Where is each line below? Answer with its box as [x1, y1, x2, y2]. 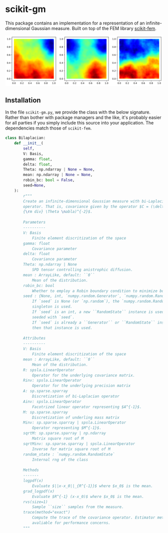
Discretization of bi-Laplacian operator [31, 394, 120, 399]
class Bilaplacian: [5, 135, 46, 140]
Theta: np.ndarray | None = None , [23, 167, 95, 172]
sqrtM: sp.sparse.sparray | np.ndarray [23, 431, 106, 436]
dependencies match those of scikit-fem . [5, 125, 92, 131]
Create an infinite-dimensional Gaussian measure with [23, 198, 140, 203]
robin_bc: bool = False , [23, 177, 75, 183]
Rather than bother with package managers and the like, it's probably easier [5, 114, 161, 120]
